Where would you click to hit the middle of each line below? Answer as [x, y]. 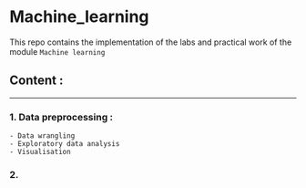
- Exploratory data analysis [65, 144]
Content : [36, 81]
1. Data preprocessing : [61, 117]
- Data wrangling [42, 136]
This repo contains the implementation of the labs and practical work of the [151, 42]
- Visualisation [40, 152]
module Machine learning [57, 51]
